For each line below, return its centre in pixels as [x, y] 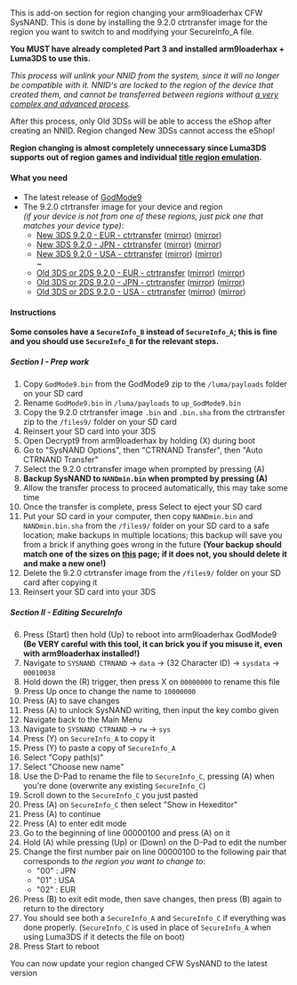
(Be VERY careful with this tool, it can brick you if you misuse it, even [153, 645]
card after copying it [60, 582]
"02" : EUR [56, 890]
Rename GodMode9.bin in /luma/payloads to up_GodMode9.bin [132, 403]
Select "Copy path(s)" [63, 757]
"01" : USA [56, 880]
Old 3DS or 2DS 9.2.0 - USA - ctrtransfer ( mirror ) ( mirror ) [141, 292]
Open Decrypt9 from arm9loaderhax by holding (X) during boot [139, 441]
